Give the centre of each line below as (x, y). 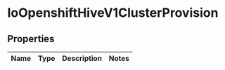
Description (82, 58)
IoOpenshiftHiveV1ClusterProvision (113, 13)
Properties (31, 39)
